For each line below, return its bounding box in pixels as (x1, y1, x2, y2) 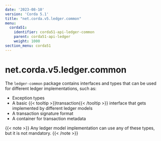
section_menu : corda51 (5, 43, 51, 48)
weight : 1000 (14, 39, 40, 44)
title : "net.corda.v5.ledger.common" (5, 16, 82, 21)
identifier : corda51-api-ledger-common (14, 30, 95, 35)
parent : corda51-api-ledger (14, 35, 71, 39)
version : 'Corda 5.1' (5, 12, 49, 17)
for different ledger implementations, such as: (5, 86, 97, 91)
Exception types (12, 95, 45, 101)
